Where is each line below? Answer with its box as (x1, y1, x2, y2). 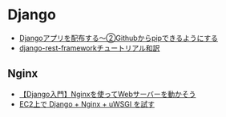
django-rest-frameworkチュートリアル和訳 (18, 42, 160, 53)
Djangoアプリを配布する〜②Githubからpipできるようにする (18, 33, 218, 42)
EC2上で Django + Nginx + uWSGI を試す (18, 99, 155, 109)
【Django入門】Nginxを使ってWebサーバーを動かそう (18, 89, 196, 99)
